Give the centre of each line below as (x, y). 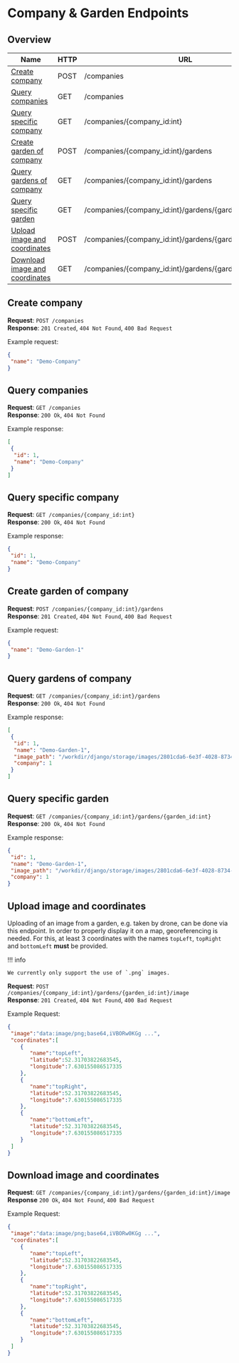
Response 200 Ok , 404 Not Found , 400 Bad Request (81, 1200)
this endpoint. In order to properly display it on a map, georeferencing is (113, 930)
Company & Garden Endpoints (98, 13)
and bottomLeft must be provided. (58, 946)
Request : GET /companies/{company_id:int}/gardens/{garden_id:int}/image (119, 1192)
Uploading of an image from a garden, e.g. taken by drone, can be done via (118, 923)
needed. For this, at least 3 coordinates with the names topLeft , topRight (115, 938)
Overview (30, 40)
